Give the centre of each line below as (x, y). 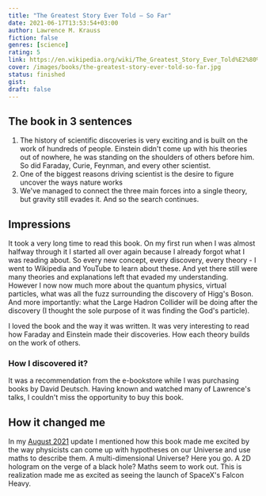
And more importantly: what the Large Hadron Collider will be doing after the (133, 302)
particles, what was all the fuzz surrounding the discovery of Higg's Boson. (131, 294)
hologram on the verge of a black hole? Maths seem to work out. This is (125, 467)
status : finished (37, 74)
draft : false (30, 89)
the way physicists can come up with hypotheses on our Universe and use (129, 450)
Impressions (40, 224)
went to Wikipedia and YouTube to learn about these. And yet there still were (133, 269)
